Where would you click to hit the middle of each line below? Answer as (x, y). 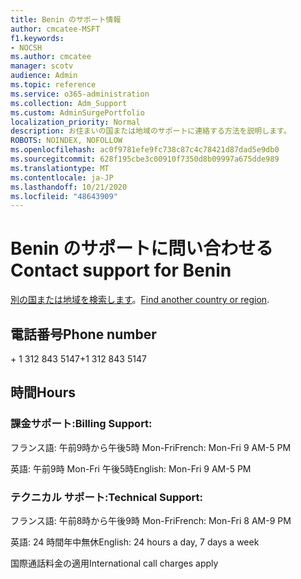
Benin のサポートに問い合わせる (142, 248)
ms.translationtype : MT (60, 168)
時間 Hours (43, 392)
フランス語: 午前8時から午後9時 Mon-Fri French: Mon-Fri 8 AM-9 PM (151, 520)
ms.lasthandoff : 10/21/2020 (69, 187)
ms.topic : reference (53, 85)
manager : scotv (42, 66)
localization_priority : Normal (75, 122)
